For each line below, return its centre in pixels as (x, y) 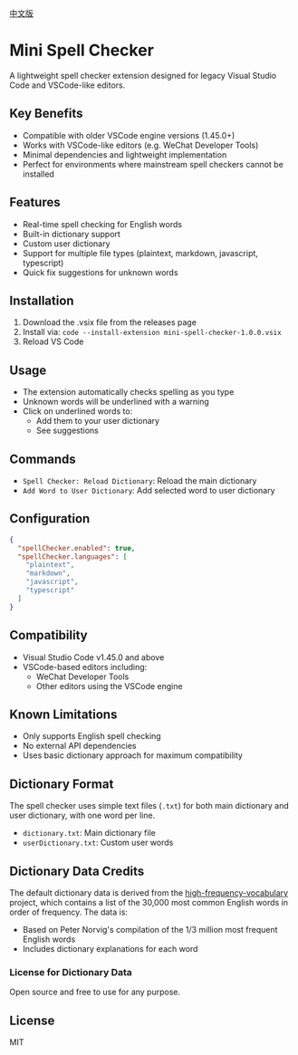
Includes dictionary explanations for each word (110, 948)
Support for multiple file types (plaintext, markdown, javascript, (140, 253)
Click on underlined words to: (77, 411)
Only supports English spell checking (91, 736)
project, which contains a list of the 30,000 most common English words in (149, 902)
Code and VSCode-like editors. (67, 85)
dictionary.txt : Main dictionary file (89, 833)
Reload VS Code (53, 341)
